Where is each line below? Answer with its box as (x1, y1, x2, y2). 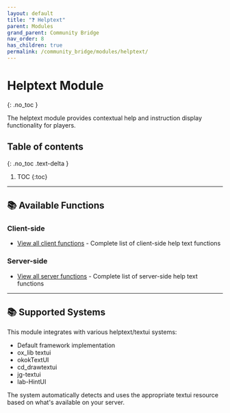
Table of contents (7, 141, 84, 153)
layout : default (7, 10, 53, 17)
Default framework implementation (16, 341, 116, 350)
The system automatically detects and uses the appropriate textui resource (7, 391, 219, 399)
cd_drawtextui (16, 363, 57, 371)
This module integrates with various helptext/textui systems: (7, 328, 177, 336)
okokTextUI (16, 356, 49, 364)
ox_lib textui (16, 349, 51, 357)
